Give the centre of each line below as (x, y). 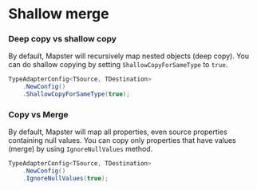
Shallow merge (59, 14)
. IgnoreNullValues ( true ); (66, 179)
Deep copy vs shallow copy (63, 39)
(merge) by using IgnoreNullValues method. (81, 149)
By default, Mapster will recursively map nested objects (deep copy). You (129, 56)
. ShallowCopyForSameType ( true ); (76, 94)
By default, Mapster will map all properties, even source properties (118, 132)
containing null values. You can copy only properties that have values (123, 141)
